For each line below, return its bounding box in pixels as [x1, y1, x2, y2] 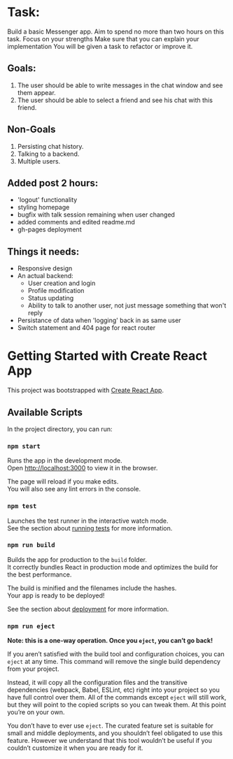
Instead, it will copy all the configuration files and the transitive [7, 679, 188, 687]
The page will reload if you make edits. [7, 477, 119, 486]
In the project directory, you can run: [7, 424, 113, 433]
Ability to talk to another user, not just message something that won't [27, 301, 227, 310]
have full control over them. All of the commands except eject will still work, [7, 693, 227, 702]
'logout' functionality [17, 196, 78, 204]
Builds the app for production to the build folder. [7, 555, 148, 563]
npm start [7, 442, 41, 450]
